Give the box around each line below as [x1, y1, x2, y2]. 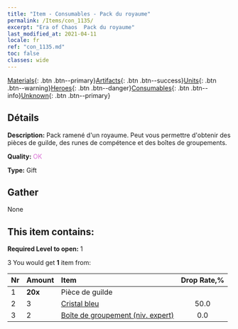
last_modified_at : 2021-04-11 [7, 30, 97, 38]
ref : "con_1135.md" [7, 43, 65, 50]
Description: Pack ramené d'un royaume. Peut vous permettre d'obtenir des [7, 131, 231, 139]
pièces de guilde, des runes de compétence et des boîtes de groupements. [7, 138, 227, 146]
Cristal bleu [60, 299, 99, 309]
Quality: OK [7, 152, 43, 161]
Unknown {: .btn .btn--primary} [21, 91, 111, 99]
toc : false [7, 50, 40, 58]
